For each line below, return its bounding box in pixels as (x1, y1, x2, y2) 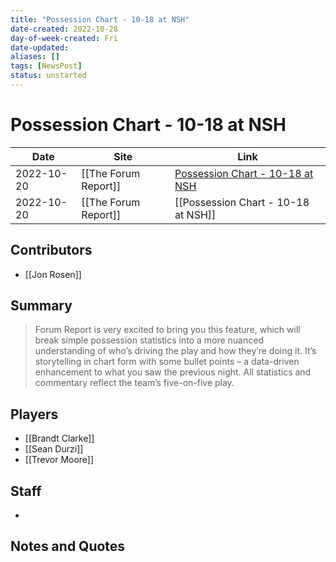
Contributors (10, 242, 93, 259)
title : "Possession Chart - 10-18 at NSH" (10, 14, 190, 25)
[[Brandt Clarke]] (24, 432, 95, 445)
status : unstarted (10, 71, 87, 81)
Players (10, 406, 59, 423)
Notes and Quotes (10, 538, 126, 555)
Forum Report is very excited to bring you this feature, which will (34, 324, 301, 336)
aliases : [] (10, 52, 60, 62)
